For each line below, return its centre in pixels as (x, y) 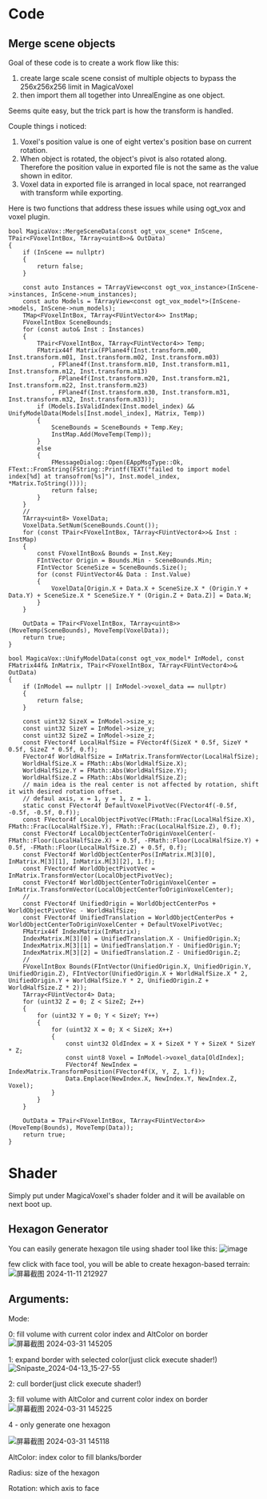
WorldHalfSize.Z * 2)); (48, 988)
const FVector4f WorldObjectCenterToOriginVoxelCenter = (120, 883)
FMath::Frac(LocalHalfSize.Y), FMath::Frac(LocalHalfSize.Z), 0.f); (125, 827)
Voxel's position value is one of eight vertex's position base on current (135, 142)
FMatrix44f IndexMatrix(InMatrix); (82, 932)
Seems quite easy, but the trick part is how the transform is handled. (121, 110)
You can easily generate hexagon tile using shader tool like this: (113, 1248)
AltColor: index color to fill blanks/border (75, 1457)
